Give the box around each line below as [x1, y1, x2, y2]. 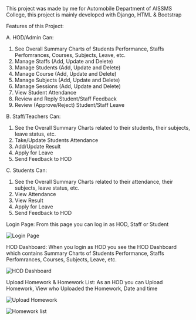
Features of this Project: [6, 23, 64, 29]
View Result [14, 197, 43, 204]
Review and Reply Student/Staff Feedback [14, 95, 117, 102]
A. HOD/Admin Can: [6, 34, 54, 41]
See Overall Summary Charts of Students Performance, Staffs [14, 45, 164, 52]
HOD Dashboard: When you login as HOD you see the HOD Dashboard [6, 244, 177, 250]
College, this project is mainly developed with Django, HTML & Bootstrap [6, 11, 182, 18]
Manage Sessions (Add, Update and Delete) [14, 83, 121, 90]
